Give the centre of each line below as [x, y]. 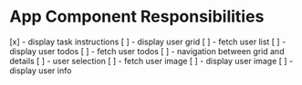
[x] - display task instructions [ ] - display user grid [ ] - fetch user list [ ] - [148, 42]
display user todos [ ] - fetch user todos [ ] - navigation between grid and [147, 51]
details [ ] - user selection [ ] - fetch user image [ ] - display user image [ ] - [151, 61]
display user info [41, 71]
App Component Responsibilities [137, 17]
